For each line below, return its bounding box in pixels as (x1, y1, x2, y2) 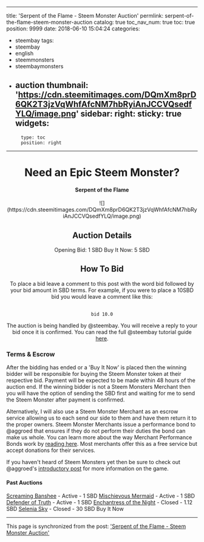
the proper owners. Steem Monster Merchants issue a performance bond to (6, 421, 196, 428)
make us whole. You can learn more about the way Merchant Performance (6, 434, 192, 441)
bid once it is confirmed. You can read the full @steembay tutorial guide (12, 328, 192, 335)
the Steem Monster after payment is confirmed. (6, 396, 125, 403)
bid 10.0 (90, 311, 114, 317)
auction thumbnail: (15, 80, 89, 91)
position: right (21, 139, 62, 146)
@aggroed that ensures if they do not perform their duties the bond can (6, 427, 186, 435)
